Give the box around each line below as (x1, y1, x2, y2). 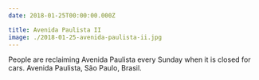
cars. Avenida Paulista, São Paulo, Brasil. (8, 63, 142, 73)
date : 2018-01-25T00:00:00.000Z (8, 11, 116, 20)
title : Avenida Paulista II (8, 25, 102, 34)
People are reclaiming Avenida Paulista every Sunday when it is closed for (8, 55, 251, 64)
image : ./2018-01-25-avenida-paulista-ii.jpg (8, 33, 162, 41)
